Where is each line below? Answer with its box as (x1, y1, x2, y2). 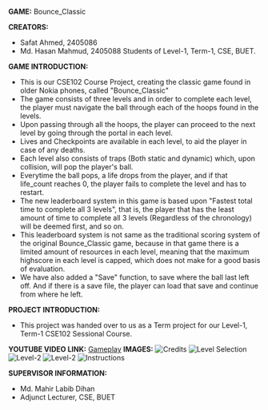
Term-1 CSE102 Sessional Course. (19, 329, 133, 338)
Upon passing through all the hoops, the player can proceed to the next (19, 120, 256, 129)
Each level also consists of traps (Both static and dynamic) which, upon (19, 153, 256, 163)
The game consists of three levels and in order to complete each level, (19, 94, 252, 103)
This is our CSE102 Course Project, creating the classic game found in (19, 78, 251, 86)
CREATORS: (8, 22, 49, 31)
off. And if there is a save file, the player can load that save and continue (19, 281, 258, 290)
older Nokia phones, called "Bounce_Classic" (19, 86, 170, 95)
